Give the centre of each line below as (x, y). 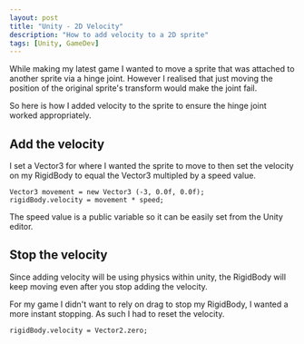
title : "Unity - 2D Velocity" (67, 26)
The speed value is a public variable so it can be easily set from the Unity (147, 217)
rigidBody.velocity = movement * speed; (87, 201)
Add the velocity (57, 144)
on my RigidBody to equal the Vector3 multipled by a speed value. (133, 176)
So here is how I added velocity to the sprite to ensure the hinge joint (138, 106)
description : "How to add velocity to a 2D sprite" (109, 34)
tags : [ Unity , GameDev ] (54, 43)
